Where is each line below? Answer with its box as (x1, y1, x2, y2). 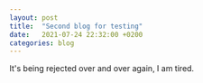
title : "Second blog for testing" (9, 22, 143, 31)
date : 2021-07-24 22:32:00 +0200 (9, 30, 143, 39)
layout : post (9, 13, 59, 23)
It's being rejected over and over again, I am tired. (9, 63, 195, 74)
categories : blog (9, 38, 75, 48)
